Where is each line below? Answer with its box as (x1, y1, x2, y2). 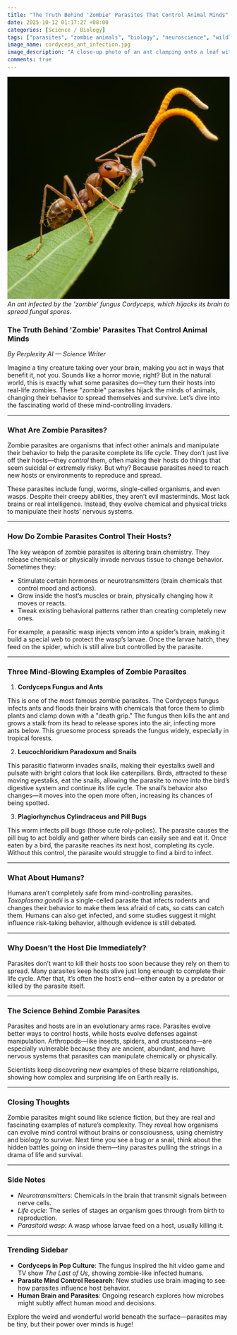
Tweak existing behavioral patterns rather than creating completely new (17, 606, 227, 615)
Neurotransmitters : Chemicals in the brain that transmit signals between (17, 1191, 227, 1200)
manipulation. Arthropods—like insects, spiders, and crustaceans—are (7, 1037, 212, 1045)
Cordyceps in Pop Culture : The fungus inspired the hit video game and (17, 1261, 225, 1269)
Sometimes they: (7, 562, 56, 571)
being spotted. (7, 799, 50, 807)
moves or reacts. (17, 598, 67, 607)
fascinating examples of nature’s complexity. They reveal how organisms (7, 1120, 219, 1129)
